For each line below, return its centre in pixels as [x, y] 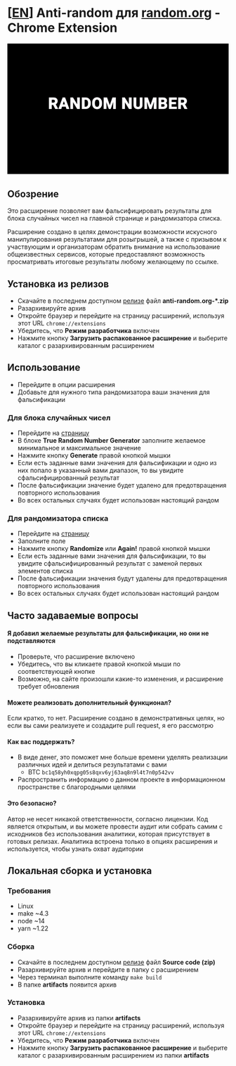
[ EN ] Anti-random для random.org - [114, 13]
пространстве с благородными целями [76, 787]
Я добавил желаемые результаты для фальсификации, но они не [108, 633]
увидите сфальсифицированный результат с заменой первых [110, 564]
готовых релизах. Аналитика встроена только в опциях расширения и [112, 841]
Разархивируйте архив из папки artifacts [79, 1018]
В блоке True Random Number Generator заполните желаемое [111, 441]
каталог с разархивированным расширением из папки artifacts [113, 1055]
